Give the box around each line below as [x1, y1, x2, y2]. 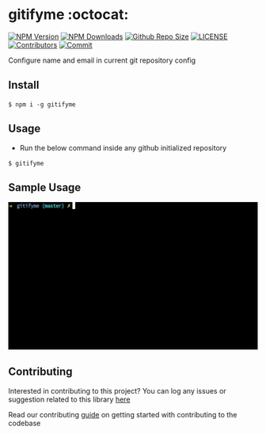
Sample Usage [8, 181, 82, 194]
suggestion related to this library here [8, 394, 131, 404]
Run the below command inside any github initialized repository [19, 143, 227, 152]
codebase [8, 418, 41, 428]
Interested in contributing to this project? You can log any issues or [8, 386, 227, 395]
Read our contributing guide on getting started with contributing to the [8, 409, 237, 419]
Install [8, 78, 40, 92]
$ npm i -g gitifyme [8, 101, 77, 108]
